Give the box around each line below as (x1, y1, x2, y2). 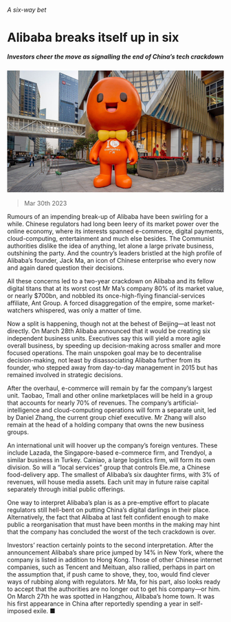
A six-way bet (7, 6, 47, 14)
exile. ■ (33, 607, 56, 615)
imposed (7, 607, 32, 615)
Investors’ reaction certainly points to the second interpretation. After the (7, 541, 214, 550)
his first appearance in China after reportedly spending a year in (7, 599, 189, 608)
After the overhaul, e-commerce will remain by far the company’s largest (7, 384, 212, 392)
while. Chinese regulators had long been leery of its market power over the (7, 220, 219, 228)
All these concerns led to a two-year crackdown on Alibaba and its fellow (7, 277, 214, 286)
